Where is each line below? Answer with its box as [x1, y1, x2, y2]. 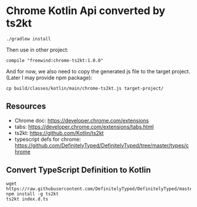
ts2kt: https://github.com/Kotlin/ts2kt [14, 129, 104, 136]
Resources [6, 101, 46, 111]
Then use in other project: [6, 46, 69, 53]
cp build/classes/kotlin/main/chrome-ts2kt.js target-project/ [6, 85, 164, 91]
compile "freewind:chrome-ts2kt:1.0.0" [6, 57, 104, 63]
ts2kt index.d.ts [6, 196, 49, 202]
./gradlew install [6, 36, 51, 42]
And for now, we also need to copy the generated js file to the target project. [6, 67, 191, 74]
